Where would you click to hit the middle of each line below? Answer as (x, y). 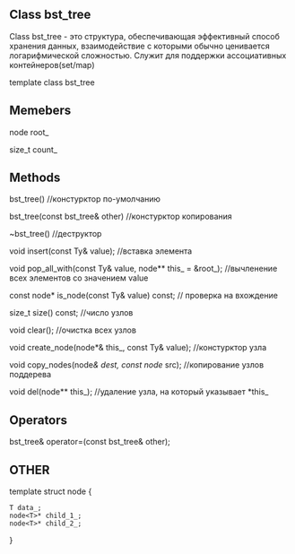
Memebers (40, 111)
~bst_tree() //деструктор (56, 234)
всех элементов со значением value (79, 278)
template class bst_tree (52, 82)
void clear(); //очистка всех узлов (73, 330)
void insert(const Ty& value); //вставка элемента (101, 251)
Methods (35, 178)
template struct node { (51, 491)
